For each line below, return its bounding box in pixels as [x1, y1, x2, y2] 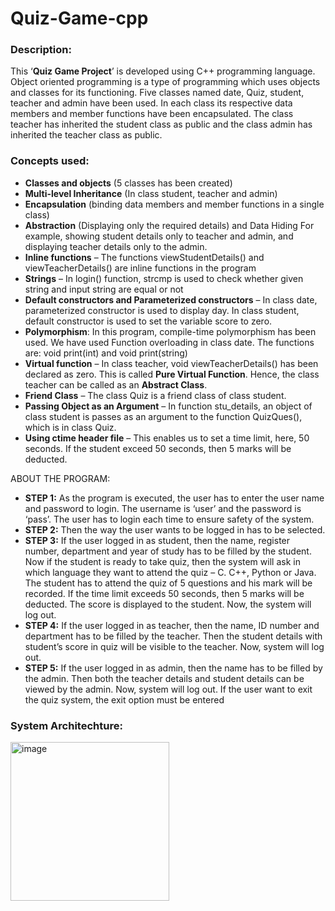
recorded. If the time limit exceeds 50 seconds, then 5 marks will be [24, 587, 305, 599]
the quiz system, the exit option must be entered [24, 693, 225, 706]
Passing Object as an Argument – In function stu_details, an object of [24, 400, 313, 412]
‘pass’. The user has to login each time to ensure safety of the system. [24, 513, 315, 525]
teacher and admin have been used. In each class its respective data [10, 97, 293, 109]
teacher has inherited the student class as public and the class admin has [10, 118, 313, 131]
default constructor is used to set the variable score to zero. [24, 315, 273, 327]
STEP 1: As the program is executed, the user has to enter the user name [24, 492, 325, 504]
